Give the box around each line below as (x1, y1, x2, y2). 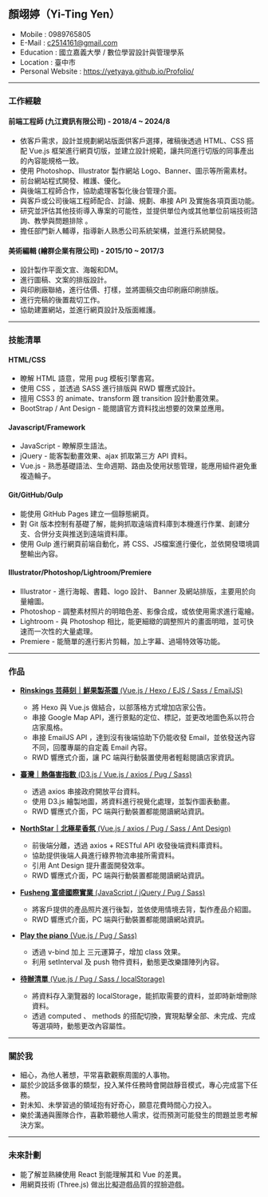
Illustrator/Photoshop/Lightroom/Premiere (8, 567, 152, 578)
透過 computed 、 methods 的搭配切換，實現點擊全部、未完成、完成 (31, 1011, 256, 1021)
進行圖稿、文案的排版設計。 (19, 275, 112, 285)
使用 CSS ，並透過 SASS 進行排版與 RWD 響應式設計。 (19, 383, 200, 394)
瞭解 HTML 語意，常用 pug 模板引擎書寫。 (19, 374, 159, 383)
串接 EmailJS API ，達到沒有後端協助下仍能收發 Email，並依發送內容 (31, 733, 256, 743)
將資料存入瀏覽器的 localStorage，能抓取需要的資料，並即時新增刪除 (31, 991, 258, 1001)
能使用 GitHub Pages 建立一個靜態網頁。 (19, 509, 154, 518)
